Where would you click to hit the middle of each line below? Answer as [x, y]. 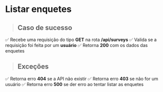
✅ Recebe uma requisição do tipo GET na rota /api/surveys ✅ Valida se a [81, 39]
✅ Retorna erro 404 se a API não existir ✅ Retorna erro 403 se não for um [82, 78]
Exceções [33, 67]
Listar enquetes [38, 9]
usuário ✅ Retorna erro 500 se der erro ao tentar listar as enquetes [74, 84]
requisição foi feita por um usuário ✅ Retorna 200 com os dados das [76, 45]
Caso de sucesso [45, 28]
